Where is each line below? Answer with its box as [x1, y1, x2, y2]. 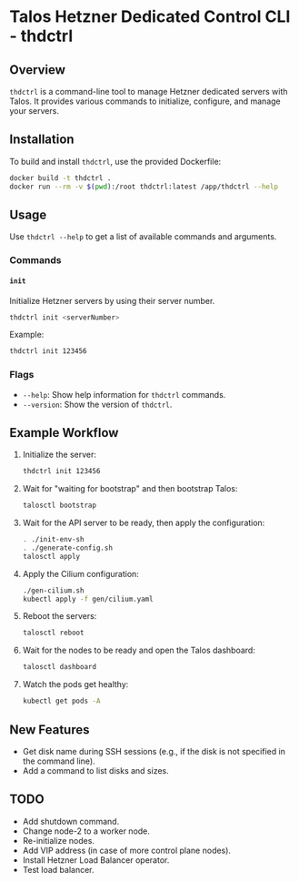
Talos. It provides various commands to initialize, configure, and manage [9, 96, 281, 106]
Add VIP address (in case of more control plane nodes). [22, 845, 232, 856]
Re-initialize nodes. [22, 835, 95, 846]
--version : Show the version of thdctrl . [22, 399, 173, 410]
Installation [9, 132, 75, 147]
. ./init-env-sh [22, 535, 85, 544]
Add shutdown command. [22, 816, 120, 826]
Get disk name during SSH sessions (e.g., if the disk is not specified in [22, 745, 286, 756]
